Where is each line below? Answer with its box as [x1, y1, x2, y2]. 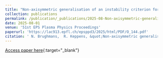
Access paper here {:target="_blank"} [5, 47, 80, 53]
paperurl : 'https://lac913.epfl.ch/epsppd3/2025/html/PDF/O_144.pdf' [5, 29, 149, 34]
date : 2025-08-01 [5, 20, 40, 26]
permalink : [5, 16, 27, 21]
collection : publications [5, 12, 57, 16]
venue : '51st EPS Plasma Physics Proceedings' [5, 25, 101, 30]
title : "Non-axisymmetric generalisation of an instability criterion [5, 7, 151, 12]
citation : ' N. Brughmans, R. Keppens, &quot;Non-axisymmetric [5, 34, 138, 39]
